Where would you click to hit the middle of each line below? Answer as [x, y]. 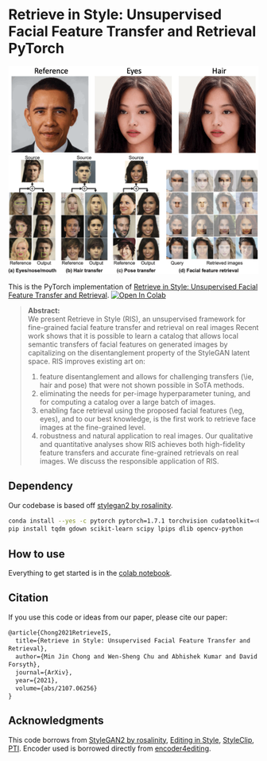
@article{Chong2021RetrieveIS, [60, 633]
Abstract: [44, 310]
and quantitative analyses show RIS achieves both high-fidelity [142, 444]
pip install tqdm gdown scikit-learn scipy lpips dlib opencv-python [126, 529]
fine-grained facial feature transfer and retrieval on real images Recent [143, 327]
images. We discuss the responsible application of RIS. [130, 461]
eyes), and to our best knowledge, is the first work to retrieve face [148, 418]
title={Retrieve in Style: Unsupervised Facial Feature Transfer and [133, 641]
